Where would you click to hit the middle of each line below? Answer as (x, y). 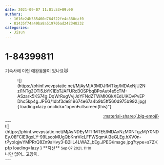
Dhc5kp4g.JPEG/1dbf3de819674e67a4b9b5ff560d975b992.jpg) (82, 101)
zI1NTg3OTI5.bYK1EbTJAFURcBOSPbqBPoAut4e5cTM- (72, 91)
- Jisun (17, 32)
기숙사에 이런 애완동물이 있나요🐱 (37, 71)
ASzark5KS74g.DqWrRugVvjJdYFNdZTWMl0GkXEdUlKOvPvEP (81, 96)
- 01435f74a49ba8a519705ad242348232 (47, 23)
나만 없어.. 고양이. (22, 154)
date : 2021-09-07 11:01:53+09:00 (39, 10)
